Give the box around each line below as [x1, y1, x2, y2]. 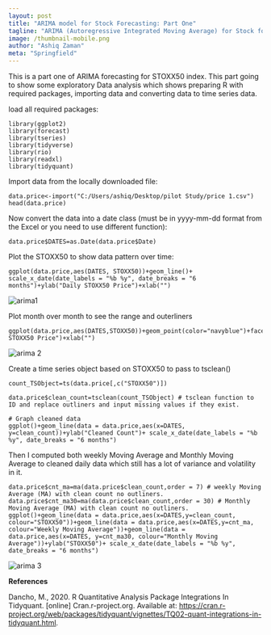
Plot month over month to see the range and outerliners [8, 312, 193, 321]
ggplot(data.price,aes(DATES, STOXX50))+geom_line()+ [8, 267, 194, 275]
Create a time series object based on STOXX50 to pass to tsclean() [8, 364, 231, 373]
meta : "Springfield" [8, 49, 78, 57]
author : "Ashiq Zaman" [8, 42, 85, 50]
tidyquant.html [8, 618, 56, 627]
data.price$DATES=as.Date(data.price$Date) [8, 238, 157, 246]
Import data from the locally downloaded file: [8, 177, 158, 186]
